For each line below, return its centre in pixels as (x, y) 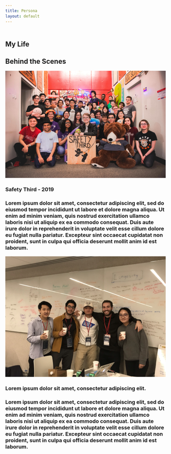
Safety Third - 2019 (30, 190)
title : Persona (21, 11)
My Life (17, 44)
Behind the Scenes (36, 61)
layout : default (22, 16)
